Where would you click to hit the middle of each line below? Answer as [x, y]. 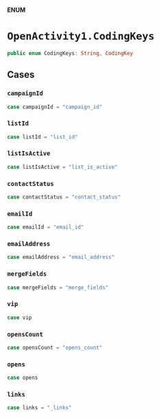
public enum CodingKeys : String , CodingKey [70, 53]
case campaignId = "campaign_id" [55, 107]
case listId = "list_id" [42, 137]
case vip [20, 317]
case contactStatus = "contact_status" [64, 197]
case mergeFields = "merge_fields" [58, 288]
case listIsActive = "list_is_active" [62, 167]
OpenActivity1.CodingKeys [81, 37]
